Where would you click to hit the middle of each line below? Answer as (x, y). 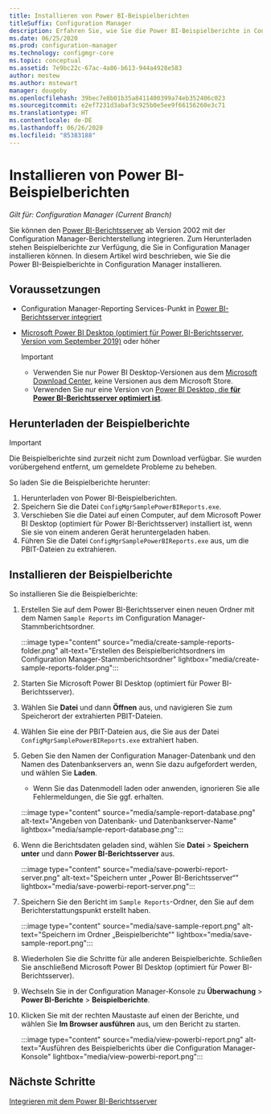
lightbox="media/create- (219, 659)
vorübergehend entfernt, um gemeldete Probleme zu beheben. (113, 467)
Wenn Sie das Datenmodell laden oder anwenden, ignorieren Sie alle (146, 788)
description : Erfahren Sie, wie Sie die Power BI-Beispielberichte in (130, 31)
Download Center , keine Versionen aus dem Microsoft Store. (133, 381)
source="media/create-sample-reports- (169, 642)
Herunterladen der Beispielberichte (100, 423)
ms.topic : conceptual (45, 61)
